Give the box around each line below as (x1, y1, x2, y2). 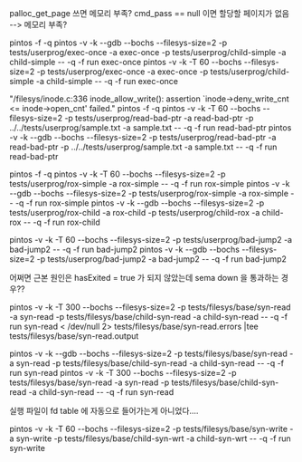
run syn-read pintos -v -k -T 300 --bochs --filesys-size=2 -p (9, 368, 237, 378)
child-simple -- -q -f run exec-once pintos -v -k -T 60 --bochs (9, 57, 242, 67)
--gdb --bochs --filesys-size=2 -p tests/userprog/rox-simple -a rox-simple (9, 188, 289, 198)
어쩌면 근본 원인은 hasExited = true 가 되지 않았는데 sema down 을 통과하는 (9, 273, 279, 283)
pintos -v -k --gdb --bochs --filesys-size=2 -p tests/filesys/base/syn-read (9, 348, 288, 359)
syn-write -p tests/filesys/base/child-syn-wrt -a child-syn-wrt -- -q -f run (15, 433, 291, 444)
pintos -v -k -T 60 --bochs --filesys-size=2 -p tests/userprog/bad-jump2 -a (9, 235, 292, 245)
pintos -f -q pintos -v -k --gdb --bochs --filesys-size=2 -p (9, 37, 228, 48)
